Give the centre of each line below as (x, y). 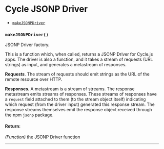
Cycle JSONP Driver (46, 9)
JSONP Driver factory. (27, 45)
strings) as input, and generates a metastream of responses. (66, 65)
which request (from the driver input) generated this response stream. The (80, 104)
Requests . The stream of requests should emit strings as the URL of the (77, 74)
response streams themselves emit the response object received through (79, 110)
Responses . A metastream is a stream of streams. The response (70, 89)
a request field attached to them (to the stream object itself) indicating (76, 99)
